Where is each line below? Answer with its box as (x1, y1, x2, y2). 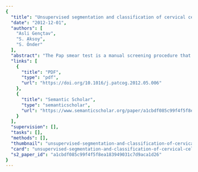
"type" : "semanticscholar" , (21, 102, 91, 108)
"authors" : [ (11, 25, 43, 31)
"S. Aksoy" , (16, 36, 46, 42)
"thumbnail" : (11, 140, 43, 147)
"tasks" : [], (11, 129, 43, 136)
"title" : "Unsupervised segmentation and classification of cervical (11, 14, 186, 20)
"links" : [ (11, 58, 38, 64)
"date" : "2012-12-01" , (11, 20, 67, 25)
